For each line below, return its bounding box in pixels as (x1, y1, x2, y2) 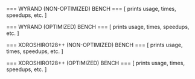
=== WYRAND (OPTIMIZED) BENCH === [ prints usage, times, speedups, (6, 24, 190, 30)
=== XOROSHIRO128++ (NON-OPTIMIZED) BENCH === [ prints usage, (6, 42, 183, 48)
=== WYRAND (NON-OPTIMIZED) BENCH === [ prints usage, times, (6, 5, 176, 12)
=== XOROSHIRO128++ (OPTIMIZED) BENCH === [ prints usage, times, (6, 60, 185, 66)
